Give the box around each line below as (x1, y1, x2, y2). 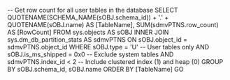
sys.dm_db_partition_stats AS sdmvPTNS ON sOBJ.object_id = (7, 35, 187, 44)
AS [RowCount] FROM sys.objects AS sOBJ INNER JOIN (7, 28, 169, 36)
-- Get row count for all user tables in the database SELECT (7, 6, 178, 14)
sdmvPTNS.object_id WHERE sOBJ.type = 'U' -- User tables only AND (7, 43, 210, 51)
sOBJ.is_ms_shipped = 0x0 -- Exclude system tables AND (7, 50, 174, 58)
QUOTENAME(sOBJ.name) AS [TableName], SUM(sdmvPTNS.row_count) (7, 21, 219, 29)
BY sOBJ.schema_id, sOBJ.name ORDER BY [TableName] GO (7, 65, 184, 73)
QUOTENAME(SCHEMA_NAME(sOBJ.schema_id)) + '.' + (7, 13, 169, 22)
